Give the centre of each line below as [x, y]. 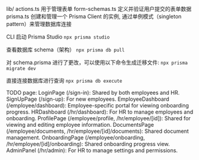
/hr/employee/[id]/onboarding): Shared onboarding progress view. [88, 144]
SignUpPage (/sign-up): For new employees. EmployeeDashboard [88, 99]
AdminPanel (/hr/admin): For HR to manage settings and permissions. [92, 150]
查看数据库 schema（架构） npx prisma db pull [66, 50]
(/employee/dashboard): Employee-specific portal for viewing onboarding [98, 105]
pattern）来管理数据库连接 [39, 24]
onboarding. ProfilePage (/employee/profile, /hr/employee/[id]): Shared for [99, 118]
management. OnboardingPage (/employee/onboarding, [76, 137]
